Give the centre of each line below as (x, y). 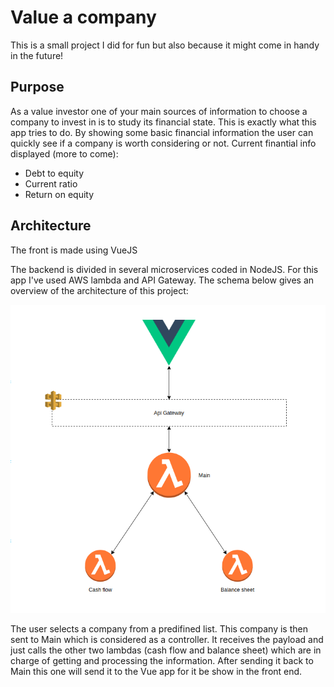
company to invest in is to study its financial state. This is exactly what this (163, 122)
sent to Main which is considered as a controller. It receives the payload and (167, 639)
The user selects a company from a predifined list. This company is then (159, 628)
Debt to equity (54, 173)
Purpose (37, 87)
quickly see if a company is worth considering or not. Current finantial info (163, 143)
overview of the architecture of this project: (99, 290)
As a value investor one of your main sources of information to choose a (159, 111)
